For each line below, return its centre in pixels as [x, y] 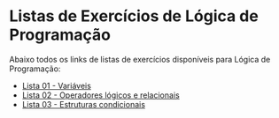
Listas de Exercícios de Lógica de [134, 16]
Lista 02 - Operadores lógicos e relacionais [101, 95]
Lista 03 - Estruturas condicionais [84, 104]
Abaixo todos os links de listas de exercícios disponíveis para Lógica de [140, 59]
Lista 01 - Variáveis [56, 85]
